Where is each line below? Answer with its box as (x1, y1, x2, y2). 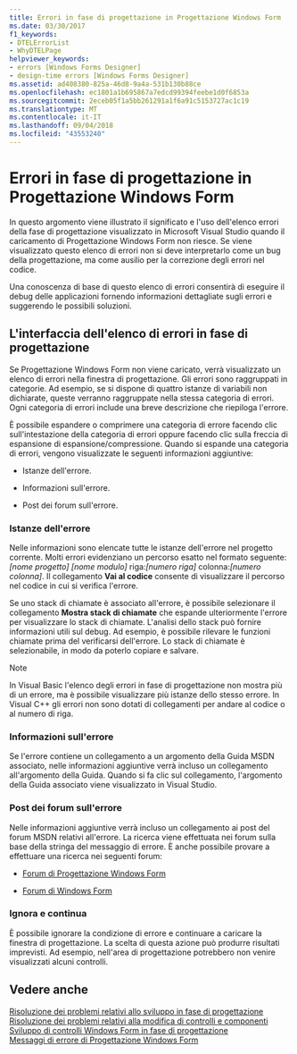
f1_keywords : (9, 30, 58, 38)
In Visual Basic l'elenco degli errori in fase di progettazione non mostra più (9, 679, 283, 690)
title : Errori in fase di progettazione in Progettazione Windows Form (9, 13, 281, 22)
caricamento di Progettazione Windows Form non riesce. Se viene (9, 235, 252, 246)
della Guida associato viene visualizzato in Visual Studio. (9, 780, 218, 790)
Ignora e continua (9, 907, 87, 920)
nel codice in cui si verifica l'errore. (9, 580, 138, 591)
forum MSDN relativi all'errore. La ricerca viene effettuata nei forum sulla (9, 831, 276, 842)
